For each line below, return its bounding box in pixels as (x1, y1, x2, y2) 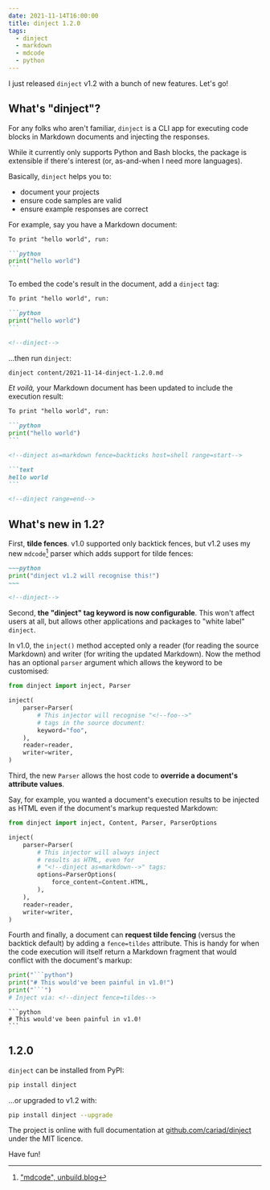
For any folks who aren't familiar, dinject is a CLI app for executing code (8, 123, 249, 133)
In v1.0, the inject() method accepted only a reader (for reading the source (8, 640, 260, 651)
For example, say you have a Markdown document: (8, 219, 178, 229)
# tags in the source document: (37, 718, 146, 727)
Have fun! (8, 1150, 41, 1159)
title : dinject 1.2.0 (8, 19, 81, 27)
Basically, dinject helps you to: (8, 171, 112, 181)
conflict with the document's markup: (8, 955, 133, 965)
